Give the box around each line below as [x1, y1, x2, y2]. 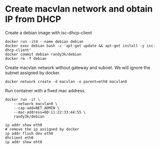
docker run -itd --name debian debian [5, 39, 84, 44]
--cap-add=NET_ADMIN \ [14, 105, 60, 110]
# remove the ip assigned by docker [5, 127, 79, 132]
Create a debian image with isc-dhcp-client [5, 30, 92, 35]
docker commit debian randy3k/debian [5, 52, 82, 57]
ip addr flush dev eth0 [5, 131, 53, 136]
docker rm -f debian [5, 56, 47, 61]
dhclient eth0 [5, 135, 34, 140]
